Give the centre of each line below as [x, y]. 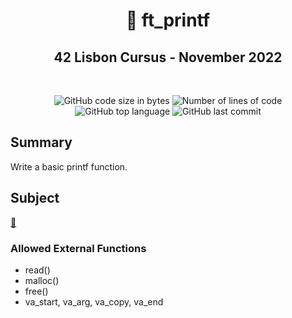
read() [37, 270]
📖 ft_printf [168, 20]
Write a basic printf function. [69, 166]
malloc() [42, 280]
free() [36, 291]
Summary [41, 142]
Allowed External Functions [78, 248]
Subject [35, 198]
